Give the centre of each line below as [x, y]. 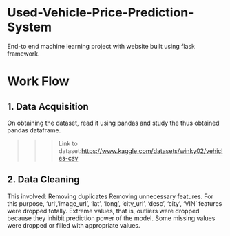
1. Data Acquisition [48, 107]
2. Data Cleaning [44, 180]
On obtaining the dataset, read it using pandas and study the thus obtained [113, 123]
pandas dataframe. [34, 130]
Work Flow [39, 81]
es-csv [68, 158]
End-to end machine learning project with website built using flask [101, 46]
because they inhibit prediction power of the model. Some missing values [111, 218]
